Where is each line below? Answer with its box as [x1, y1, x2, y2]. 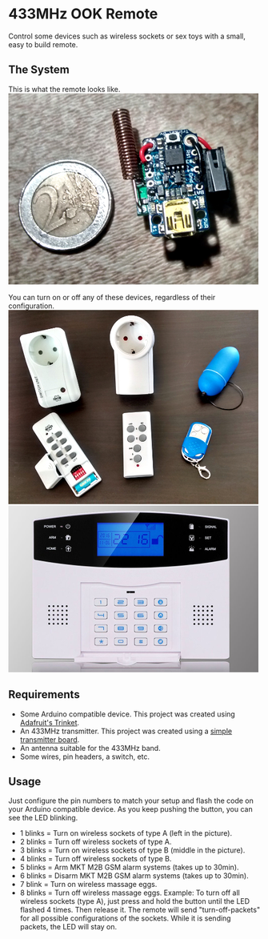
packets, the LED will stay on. [19, 922, 118, 932]
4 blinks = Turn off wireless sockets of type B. [19, 854, 172, 864]
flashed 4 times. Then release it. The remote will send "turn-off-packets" [19, 905, 261, 915]
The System [8, 63, 70, 77]
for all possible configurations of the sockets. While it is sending [19, 913, 231, 923]
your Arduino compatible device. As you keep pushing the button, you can [8, 805, 254, 814]
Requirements [8, 688, 80, 701]
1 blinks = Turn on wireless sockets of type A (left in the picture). [19, 829, 233, 838]
